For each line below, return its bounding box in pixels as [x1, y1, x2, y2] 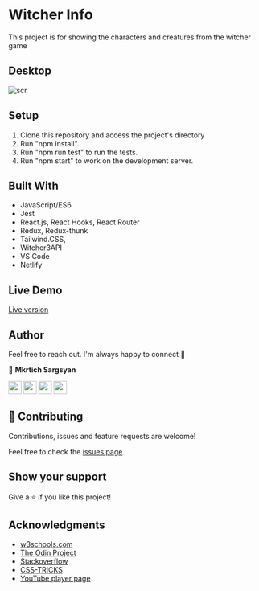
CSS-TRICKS [19, 565, 63, 575]
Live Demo [8, 283, 63, 297]
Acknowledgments [8, 519, 106, 532]
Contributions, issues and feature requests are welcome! [8, 431, 196, 441]
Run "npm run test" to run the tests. [19, 147, 138, 157]
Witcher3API [19, 243, 63, 252]
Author [8, 328, 44, 342]
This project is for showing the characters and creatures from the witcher [8, 32, 252, 42]
